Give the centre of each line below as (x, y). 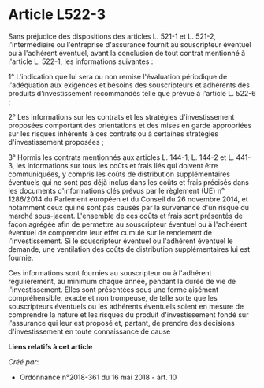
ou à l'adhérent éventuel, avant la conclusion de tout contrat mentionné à (127, 53)
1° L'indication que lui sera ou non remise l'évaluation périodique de (118, 76)
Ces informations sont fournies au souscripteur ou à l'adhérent (110, 272)
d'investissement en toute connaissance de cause (89, 331)
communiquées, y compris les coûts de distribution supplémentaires (119, 174)
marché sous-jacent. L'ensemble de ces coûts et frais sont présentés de (125, 216)
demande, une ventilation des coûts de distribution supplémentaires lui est (129, 249)
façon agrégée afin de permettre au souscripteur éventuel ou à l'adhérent (128, 224)
